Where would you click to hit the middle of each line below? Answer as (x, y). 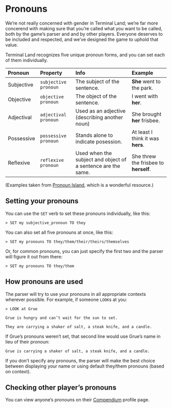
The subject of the (97, 81)
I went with (145, 96)
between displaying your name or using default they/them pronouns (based (85, 366)
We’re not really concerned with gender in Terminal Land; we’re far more (82, 23)
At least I (142, 132)
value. (12, 45)
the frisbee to (148, 163)
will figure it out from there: (34, 256)
